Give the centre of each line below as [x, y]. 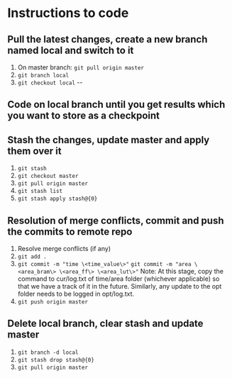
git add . [32, 257]
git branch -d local [48, 352]
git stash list [40, 191]
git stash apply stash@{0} [57, 199]
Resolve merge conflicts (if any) [64, 249]
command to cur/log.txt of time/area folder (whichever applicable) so [118, 279]
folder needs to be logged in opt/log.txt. [76, 294]
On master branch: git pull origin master [81, 67]
